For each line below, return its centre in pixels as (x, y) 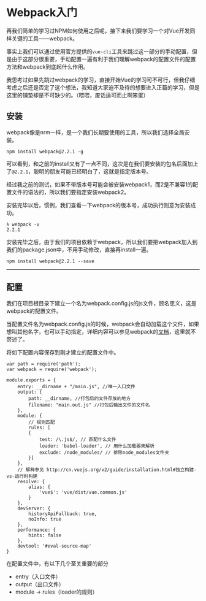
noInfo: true (45, 519)
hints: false (45, 535)
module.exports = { (31, 380)
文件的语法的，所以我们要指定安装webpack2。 (71, 192)
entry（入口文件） (38, 576)
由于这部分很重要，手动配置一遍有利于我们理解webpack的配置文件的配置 (104, 59)
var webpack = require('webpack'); (52, 369)
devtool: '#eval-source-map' (55, 546)
